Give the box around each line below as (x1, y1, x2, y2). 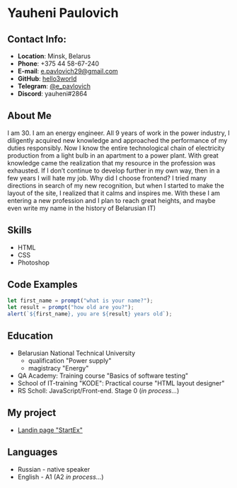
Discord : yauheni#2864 (17, 90, 88, 98)
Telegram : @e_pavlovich (17, 82, 91, 90)
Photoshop (17, 258, 50, 267)
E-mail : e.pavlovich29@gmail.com (17, 67, 118, 75)
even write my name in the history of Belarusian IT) (7, 204, 156, 212)
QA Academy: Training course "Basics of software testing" (17, 371, 189, 380)
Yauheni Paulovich (7, 5, 119, 21)
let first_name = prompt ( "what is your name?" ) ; (7, 297, 154, 305)
